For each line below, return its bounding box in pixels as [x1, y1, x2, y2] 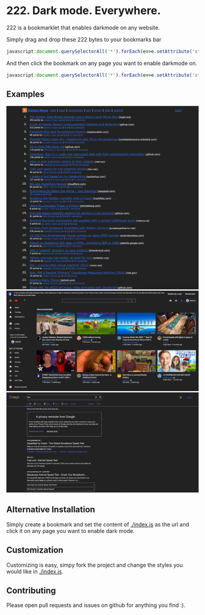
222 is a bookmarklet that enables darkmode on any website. [6, 24, 160, 31]
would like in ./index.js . [6, 567, 64, 575]
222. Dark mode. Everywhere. [6, 4, 161, 18]
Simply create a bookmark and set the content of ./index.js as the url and [6, 521, 190, 528]
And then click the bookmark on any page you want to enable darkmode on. [6, 59, 197, 67]
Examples [6, 89, 45, 100]
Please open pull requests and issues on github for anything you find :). [6, 602, 186, 609]
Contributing [6, 586, 56, 596]
